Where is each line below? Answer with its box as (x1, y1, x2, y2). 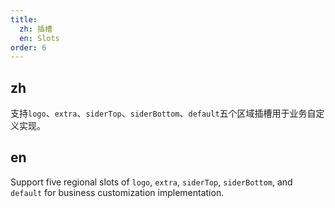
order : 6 (10, 42, 47, 53)
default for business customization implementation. (10, 186, 225, 198)
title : (10, 14, 38, 25)
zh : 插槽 (19, 24, 53, 34)
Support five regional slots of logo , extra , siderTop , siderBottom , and (10, 176, 293, 188)
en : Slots (19, 33, 60, 43)
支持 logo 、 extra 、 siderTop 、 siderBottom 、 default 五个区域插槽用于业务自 (10, 107, 317, 120)
